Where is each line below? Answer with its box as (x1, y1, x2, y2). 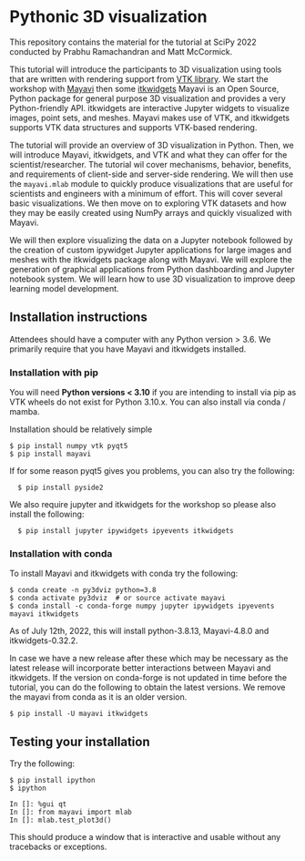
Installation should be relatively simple (9, 424, 153, 435)
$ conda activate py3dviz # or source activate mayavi (9, 594, 226, 603)
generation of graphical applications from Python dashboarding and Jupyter (9, 263, 295, 274)
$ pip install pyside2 (17, 483, 104, 493)
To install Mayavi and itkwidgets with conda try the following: (9, 568, 239, 579)
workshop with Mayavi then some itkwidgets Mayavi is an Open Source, (9, 83, 280, 94)
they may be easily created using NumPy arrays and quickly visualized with (9, 207, 292, 218)
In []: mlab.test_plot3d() (9, 815, 112, 825)
